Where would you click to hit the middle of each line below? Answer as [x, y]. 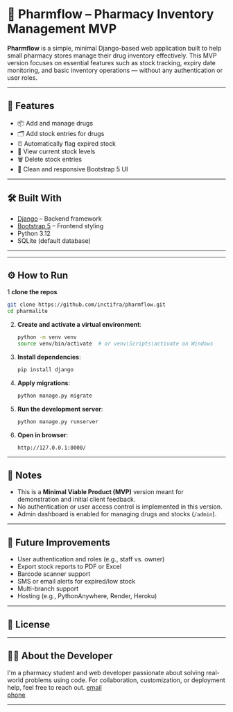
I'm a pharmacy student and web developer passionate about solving [106, 672]
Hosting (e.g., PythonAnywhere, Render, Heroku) [87, 596]
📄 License [29, 624]
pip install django [45, 370]
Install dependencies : [49, 357]
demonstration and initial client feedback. [76, 500]
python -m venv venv [47, 337]
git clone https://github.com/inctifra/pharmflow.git [87, 305]
